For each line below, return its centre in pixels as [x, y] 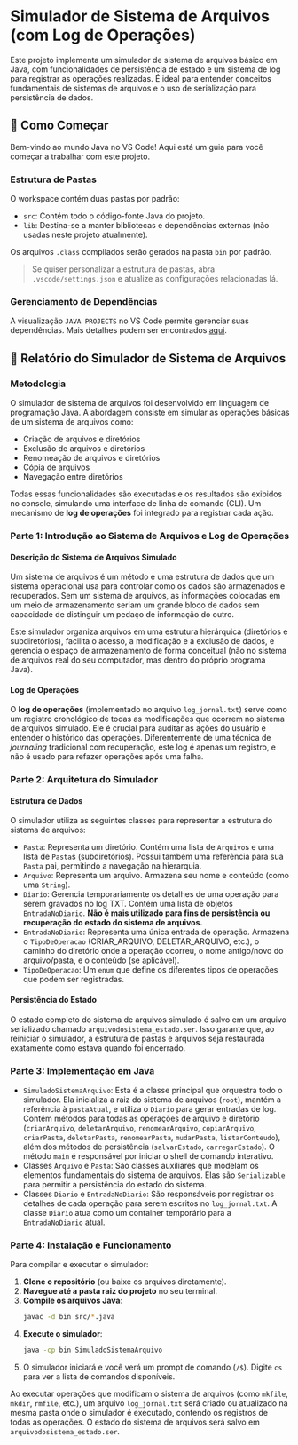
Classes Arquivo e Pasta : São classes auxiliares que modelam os [141, 1165]
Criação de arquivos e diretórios [82, 439]
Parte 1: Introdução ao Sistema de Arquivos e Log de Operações [150, 536]
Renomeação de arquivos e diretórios [91, 458]
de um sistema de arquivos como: [72, 422]
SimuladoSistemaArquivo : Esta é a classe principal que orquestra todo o [153, 1090]
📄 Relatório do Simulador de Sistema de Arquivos [148, 358]
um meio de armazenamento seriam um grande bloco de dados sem [135, 605]
